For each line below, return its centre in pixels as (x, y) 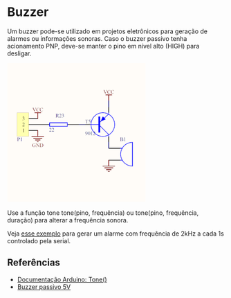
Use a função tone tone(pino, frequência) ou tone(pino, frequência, (103, 213)
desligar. (19, 53)
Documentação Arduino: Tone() (62, 279)
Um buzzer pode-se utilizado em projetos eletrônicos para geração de (108, 31)
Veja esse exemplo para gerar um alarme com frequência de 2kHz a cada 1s (116, 234)
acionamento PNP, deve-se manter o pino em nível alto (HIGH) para (103, 46)
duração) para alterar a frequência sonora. (68, 220)
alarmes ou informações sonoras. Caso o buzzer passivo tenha (97, 38)
